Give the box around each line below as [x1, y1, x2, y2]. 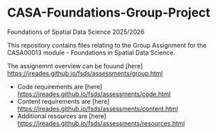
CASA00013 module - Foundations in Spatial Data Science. [7, 48, 175, 57]
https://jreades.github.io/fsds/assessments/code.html [17, 90, 171, 98]
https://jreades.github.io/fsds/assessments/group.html [7, 69, 163, 77]
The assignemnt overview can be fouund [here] [7, 61, 144, 70]
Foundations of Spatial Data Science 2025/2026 [7, 28, 145, 36]
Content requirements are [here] [17, 97, 110, 105]
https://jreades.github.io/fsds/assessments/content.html [17, 104, 178, 113]
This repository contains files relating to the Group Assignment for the [7, 41, 207, 49]
